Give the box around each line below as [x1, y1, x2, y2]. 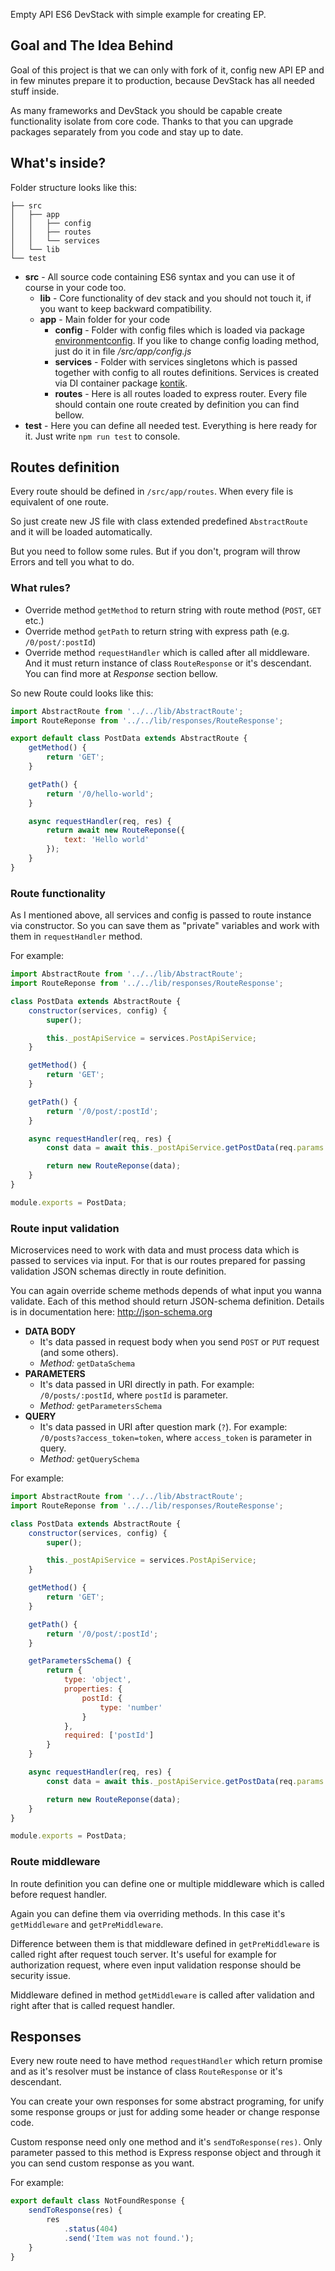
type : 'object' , [63, 1675, 132, 1685]
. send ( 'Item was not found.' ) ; [63, 2233, 195, 2243]
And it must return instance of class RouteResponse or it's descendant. [24, 657, 312, 669]
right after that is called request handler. [10, 1999, 176, 2011]
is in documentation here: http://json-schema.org [10, 1306, 213, 1318]
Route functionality [10, 886, 106, 900]
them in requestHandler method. [10, 930, 143, 943]
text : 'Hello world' [63, 835, 150, 845]
